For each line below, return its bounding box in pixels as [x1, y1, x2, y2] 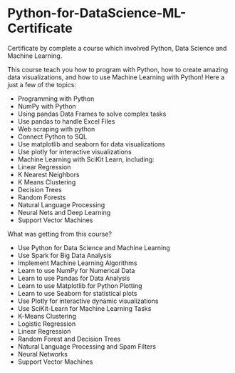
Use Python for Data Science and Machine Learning [17, 243, 171, 252]
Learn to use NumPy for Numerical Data [17, 266, 135, 274]
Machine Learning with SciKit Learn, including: [17, 155, 155, 164]
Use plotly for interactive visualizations [17, 147, 132, 156]
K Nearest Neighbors [17, 170, 80, 179]
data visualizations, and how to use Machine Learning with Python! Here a [7, 73, 225, 81]
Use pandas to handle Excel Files [17, 116, 115, 126]
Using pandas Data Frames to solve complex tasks [17, 109, 167, 118]
